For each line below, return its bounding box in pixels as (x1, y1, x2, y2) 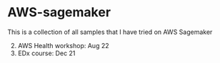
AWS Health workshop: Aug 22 (17, 41, 109, 50)
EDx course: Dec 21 (17, 49, 76, 57)
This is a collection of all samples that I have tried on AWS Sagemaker (7, 28, 213, 36)
